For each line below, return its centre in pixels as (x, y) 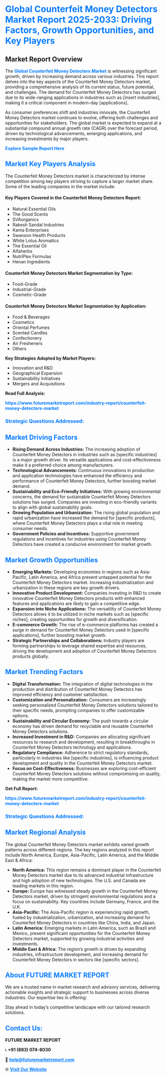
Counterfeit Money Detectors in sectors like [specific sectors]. (76, 959)
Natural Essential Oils (34, 209)
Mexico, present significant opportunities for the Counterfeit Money (81, 933)
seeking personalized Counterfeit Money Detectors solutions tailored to (85, 705)
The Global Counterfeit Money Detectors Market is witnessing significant (81, 71)
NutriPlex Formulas (32, 256)
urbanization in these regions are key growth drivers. (66, 588)
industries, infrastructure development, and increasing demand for (80, 954)
